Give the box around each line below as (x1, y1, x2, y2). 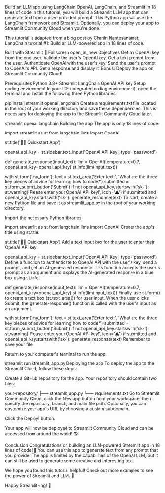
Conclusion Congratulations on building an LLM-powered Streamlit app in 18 (5, 442, 160, 448)
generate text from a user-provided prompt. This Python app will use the (5, 15, 152, 20)
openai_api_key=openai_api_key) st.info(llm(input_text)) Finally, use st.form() (5, 290, 160, 296)
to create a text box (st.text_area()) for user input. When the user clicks (5, 295, 149, 301)
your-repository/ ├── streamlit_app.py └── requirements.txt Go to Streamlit (5, 390, 160, 396)
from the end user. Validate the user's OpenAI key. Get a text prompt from (5, 55, 155, 61)
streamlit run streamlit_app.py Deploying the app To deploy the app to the (5, 360, 154, 366)
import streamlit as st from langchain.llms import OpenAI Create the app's (5, 224, 155, 230)
